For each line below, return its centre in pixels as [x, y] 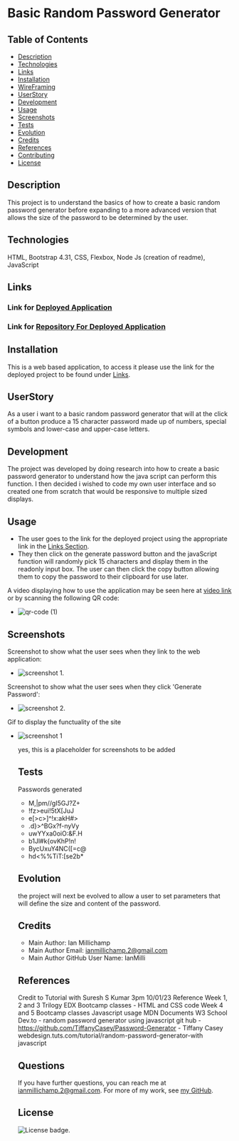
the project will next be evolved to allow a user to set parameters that [119, 896]
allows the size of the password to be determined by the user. [98, 217]
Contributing [36, 155]
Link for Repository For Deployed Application [86, 326]
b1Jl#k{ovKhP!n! [52, 841]
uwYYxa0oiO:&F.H [55, 833]
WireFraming [36, 87]
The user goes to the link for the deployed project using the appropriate [122, 539]
